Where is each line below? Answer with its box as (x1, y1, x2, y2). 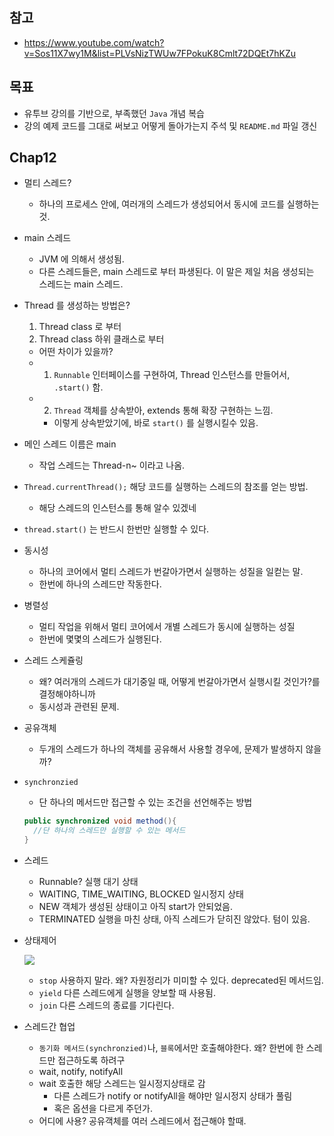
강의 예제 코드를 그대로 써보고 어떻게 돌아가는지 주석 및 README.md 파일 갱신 (23, 119, 318, 132)
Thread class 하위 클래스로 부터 (38, 333, 165, 345)
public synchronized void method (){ (23, 816, 177, 827)
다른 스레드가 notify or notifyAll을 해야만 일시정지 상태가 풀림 (53, 1090, 293, 1102)
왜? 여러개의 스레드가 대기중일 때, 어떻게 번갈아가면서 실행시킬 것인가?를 (38, 676, 321, 688)
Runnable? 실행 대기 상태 (38, 876, 139, 888)
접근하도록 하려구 (57, 1054, 126, 1067)
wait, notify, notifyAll (38, 1066, 124, 1078)
